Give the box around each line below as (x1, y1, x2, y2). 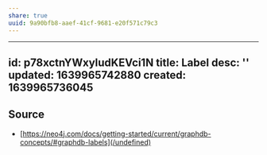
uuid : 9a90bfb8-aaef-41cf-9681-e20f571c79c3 (8, 19, 158, 27)
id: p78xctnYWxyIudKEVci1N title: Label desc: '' (8, 56, 250, 69)
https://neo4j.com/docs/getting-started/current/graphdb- (22, 129, 212, 138)
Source (8, 108, 45, 122)
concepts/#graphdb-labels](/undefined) (19, 137, 152, 147)
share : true (8, 11, 48, 20)
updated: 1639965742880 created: (8, 68, 187, 82)
